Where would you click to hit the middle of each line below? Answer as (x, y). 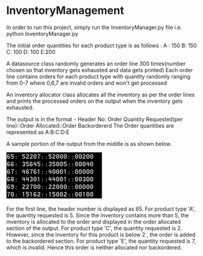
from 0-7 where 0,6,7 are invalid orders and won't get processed (87, 83)
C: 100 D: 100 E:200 (31, 51)
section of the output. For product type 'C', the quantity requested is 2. (94, 228)
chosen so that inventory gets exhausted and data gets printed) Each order (100, 70)
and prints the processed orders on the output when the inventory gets (95, 101)
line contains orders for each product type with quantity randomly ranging (98, 76)
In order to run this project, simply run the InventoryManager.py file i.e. (94, 27)
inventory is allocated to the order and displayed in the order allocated (94, 222)
